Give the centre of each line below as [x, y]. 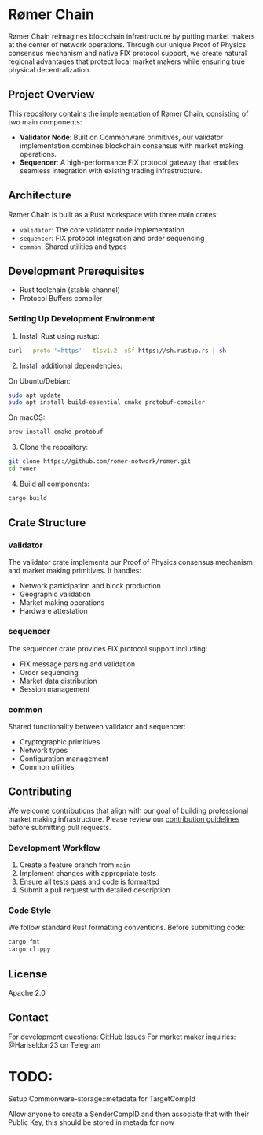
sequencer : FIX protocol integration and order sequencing [112, 238]
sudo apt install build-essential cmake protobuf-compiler [107, 402]
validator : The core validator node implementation [102, 229]
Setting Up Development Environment [82, 319]
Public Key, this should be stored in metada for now [91, 1122]
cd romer [22, 469]
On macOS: [27, 417]
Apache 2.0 [27, 993]
